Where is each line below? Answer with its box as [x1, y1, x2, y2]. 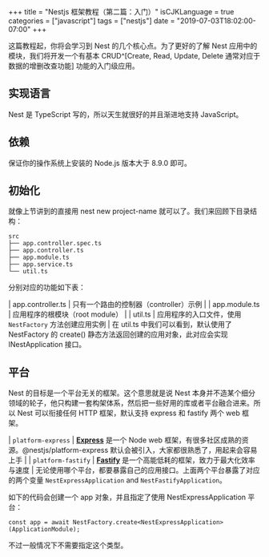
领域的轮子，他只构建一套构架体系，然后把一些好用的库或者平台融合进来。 [8, 398, 254, 408]
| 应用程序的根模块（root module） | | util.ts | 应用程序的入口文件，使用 [8, 309, 242, 319]
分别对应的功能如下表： [8, 283, 86, 293]
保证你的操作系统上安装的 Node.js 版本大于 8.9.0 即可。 [8, 158, 192, 168]
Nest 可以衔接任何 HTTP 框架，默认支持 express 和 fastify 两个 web [17, 408, 240, 418]
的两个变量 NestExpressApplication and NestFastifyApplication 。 [8, 475, 227, 485]
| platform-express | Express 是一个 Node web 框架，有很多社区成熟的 [8, 435, 242, 445]
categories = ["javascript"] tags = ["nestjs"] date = [8, 16, 175, 26]
